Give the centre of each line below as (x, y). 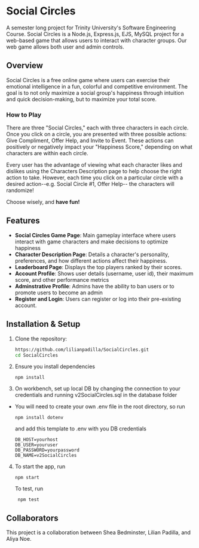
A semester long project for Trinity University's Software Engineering (91, 28)
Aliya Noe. (19, 539)
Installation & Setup (43, 324)
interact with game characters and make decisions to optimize (91, 242)
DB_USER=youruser (36, 445)
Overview (25, 66)
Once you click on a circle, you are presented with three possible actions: (97, 134)
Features (23, 221)
